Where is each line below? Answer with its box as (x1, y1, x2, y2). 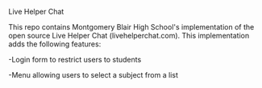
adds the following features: (8, 39, 102, 49)
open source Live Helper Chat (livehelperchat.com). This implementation (8, 31, 250, 40)
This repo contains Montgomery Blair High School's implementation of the (8, 22, 255, 31)
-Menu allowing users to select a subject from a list (8, 70, 179, 79)
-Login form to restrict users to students (8, 55, 142, 64)
